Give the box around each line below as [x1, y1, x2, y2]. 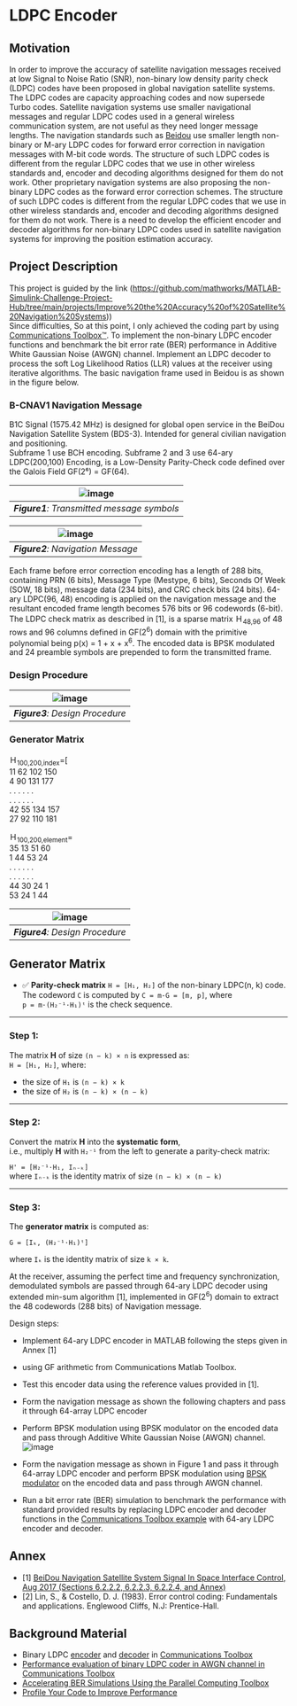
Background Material [9, 1625, 127, 1640]
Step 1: [9, 1030, 39, 1042]
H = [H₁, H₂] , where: [9, 1059, 87, 1070]
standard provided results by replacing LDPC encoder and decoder [21, 1504, 267, 1515]
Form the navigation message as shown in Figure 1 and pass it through [21, 1459, 279, 1469]
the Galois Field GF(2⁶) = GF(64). [9, 466, 130, 477]
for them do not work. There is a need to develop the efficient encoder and [9, 214, 282, 225]
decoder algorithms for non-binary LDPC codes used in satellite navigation [9, 224, 282, 235]
